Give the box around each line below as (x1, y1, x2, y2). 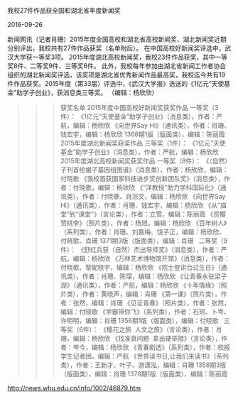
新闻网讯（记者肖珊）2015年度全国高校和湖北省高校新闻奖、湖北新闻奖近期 (7, 35, 227, 43)
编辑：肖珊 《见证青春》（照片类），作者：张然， (91, 299, 231, 307)
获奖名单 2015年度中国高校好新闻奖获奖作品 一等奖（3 (60, 104, 219, 111)
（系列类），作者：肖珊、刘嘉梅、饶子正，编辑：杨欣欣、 (60, 228, 226, 236)
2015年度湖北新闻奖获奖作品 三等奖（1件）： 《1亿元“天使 (60, 139, 226, 147)
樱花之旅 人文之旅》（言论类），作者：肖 (106, 325, 222, 334)
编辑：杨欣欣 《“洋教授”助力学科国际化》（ (97, 183, 220, 192)
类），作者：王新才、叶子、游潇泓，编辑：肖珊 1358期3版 (60, 361, 227, 369)
